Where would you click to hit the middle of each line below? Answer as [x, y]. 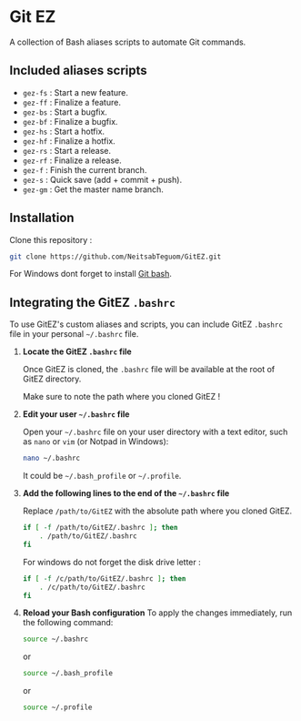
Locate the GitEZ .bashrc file [77, 351]
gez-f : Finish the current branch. [85, 169]
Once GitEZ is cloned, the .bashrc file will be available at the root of [149, 370]
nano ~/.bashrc [51, 458]
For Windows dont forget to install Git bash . [91, 274]
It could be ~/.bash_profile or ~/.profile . [102, 476]
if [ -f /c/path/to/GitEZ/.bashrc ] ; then [104, 579]
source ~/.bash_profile [68, 674]
